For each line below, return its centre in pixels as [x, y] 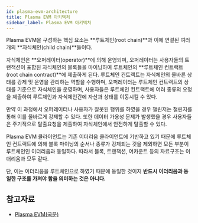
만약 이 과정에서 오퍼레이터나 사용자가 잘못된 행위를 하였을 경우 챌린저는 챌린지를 [99, 109]
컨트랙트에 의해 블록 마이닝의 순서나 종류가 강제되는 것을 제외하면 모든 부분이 [100, 144]
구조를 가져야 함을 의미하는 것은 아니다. [61, 179]
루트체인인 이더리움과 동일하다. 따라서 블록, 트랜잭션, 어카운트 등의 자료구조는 [95, 152]
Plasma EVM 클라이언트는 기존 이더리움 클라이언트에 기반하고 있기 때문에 [91, 137]
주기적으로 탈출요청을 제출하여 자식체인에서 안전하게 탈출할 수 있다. [90, 124]
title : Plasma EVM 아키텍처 [38, 17]
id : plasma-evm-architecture [42, 12]
